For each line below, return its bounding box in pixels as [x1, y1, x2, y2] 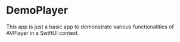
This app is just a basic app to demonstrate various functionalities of [6, 23, 174, 30]
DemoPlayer [6, 4, 69, 17]
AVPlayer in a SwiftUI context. [6, 29, 79, 36]
